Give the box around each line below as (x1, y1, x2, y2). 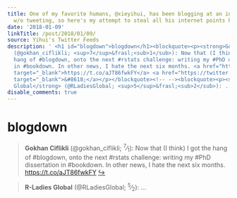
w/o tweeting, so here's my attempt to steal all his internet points (13, 17, 226, 24)
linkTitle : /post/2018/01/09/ (7, 30, 97, 37)
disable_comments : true (7, 89, 78, 96)
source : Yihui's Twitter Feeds (7, 37, 99, 44)
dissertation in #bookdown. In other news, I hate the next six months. (24, 160, 226, 169)
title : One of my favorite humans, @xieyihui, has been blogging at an (7, 10, 222, 18)
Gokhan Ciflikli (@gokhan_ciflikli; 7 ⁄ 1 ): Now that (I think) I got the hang (24, 142, 228, 154)
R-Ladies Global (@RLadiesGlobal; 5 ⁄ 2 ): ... (24, 181, 147, 192)
